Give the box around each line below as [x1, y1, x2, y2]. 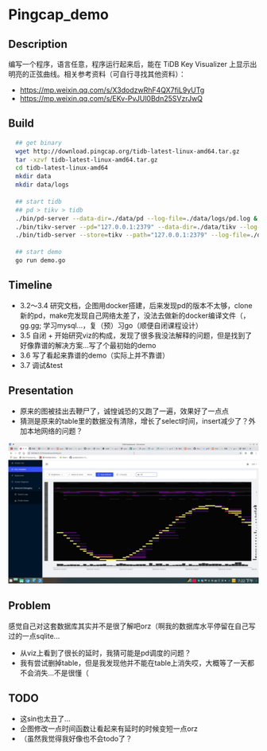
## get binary [15, 139, 62, 147]
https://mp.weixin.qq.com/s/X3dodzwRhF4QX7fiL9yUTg [19, 85, 205, 95]
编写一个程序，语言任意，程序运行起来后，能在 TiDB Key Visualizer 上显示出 [8, 60, 257, 68]
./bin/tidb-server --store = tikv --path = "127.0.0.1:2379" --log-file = [15, 231, 250, 240]
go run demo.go [15, 256, 66, 264]
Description [8, 37, 68, 51]
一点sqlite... [21, 631, 60, 640]
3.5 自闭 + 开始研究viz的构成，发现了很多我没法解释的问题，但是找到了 [19, 331, 253, 340]
